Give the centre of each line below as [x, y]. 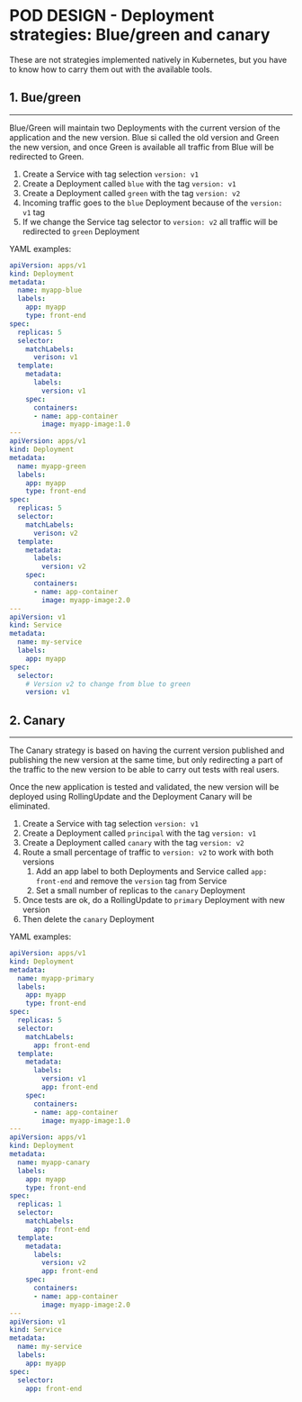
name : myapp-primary [56, 978]
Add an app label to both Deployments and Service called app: [151, 872]
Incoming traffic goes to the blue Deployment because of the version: [152, 203]
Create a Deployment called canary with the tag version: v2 [133, 843]
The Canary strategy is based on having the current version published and [147, 751]
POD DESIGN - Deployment [112, 16]
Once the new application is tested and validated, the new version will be [144, 787]
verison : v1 [55, 357]
